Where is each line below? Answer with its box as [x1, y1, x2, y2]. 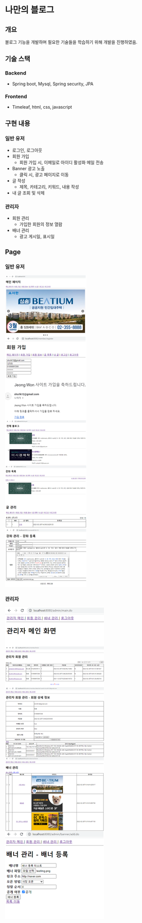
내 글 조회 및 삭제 [12, 190, 45, 195]
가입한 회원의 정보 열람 [19, 221, 63, 227]
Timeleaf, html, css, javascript [12, 104, 72, 110]
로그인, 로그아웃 [12, 147, 42, 153]
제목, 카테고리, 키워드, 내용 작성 [19, 184, 79, 190]
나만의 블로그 [5, 4, 54, 16]
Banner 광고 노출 [12, 165, 45, 171]
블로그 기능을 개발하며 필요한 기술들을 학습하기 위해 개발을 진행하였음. [5, 39, 138, 45]
